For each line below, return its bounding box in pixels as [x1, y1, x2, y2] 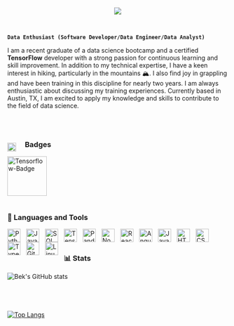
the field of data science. [7, 102, 79, 110]
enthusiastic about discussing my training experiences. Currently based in [7, 86, 221, 95]
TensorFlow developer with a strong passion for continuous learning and [7, 53, 219, 62]
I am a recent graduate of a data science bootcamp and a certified [7, 46, 199, 54]
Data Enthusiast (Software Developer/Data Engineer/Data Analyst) [7, 34, 205, 41]
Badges [25, 140, 51, 150]
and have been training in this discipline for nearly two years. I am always [7, 79, 219, 87]
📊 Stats [64, 254, 91, 263]
